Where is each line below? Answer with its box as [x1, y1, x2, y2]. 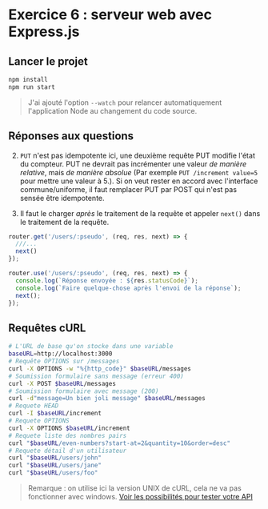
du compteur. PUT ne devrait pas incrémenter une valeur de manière [19, 158, 247, 169]
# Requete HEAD [8, 402, 59, 410]
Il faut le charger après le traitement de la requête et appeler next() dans [19, 208, 261, 218]
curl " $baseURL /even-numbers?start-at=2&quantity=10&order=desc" [8, 439, 230, 447]
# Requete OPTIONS [8, 417, 70, 425]
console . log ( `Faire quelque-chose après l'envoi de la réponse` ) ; [15, 284, 242, 292]
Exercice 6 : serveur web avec [8, 6, 212, 24]
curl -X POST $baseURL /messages [8, 379, 116, 387]
